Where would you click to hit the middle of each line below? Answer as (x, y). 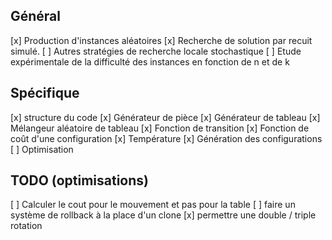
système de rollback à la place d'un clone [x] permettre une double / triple (163, 215)
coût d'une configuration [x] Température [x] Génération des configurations (166, 138)
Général (36, 16)
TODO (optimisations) (79, 180)
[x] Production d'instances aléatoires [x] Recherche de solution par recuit (161, 40)
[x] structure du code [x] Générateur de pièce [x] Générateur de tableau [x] (165, 117)
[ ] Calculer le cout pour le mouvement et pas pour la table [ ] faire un (153, 205)
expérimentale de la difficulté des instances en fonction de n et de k (150, 61)
